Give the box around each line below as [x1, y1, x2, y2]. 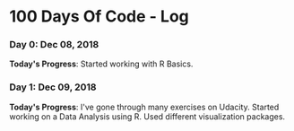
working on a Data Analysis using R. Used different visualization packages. [9, 110, 285, 122]
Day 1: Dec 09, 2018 [9, 81, 97, 93]
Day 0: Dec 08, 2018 [9, 39, 99, 51]
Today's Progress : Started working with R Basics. [9, 58, 194, 69]
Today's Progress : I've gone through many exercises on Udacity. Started [9, 101, 280, 112]
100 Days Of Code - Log [9, 6, 190, 27]
